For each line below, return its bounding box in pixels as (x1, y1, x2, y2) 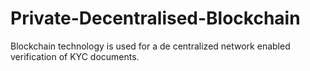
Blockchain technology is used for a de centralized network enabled (10, 40, 291, 52)
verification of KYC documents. (10, 50, 140, 62)
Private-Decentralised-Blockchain (10, 7, 301, 30)
